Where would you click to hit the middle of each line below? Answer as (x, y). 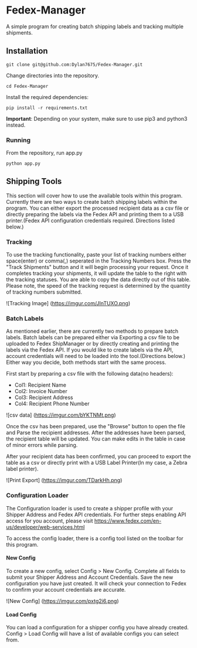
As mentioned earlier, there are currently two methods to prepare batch (92, 331)
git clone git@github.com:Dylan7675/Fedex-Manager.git (74, 64)
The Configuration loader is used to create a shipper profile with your (90, 508)
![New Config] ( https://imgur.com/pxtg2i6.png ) (62, 601)
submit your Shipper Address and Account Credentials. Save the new (90, 577)
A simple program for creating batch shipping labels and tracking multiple (95, 26)
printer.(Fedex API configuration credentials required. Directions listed (90, 220)
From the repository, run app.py (44, 153)
